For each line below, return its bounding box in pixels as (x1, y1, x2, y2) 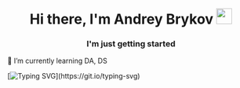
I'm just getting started (86, 38, 176, 49)
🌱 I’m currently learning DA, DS (7, 56, 107, 66)
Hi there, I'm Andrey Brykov (29, 10, 213, 28)
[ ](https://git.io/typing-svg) (7, 71, 140, 81)
